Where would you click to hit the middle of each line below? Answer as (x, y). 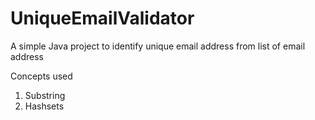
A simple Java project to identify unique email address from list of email (158, 46)
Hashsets (44, 106)
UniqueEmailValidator (102, 18)
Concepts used (41, 76)
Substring (45, 95)
